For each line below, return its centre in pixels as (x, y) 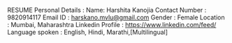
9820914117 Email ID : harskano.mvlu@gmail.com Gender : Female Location (116, 17)
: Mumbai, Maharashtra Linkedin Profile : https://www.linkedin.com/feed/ (112, 25)
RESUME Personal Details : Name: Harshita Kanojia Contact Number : (107, 10)
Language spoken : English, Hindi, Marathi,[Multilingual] (88, 32)
